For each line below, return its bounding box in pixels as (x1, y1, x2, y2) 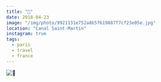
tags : (6, 36, 20, 42)
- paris (11, 42, 31, 48)
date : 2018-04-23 (6, 14, 49, 20)
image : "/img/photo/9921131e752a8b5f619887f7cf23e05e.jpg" (6, 20, 156, 26)
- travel (11, 48, 33, 53)
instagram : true (6, 31, 47, 37)
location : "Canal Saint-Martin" (6, 25, 86, 31)
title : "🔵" (6, 8, 33, 15)
